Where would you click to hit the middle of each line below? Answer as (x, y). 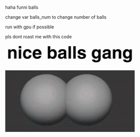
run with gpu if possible (30, 27)
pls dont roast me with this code (39, 37)
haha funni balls (22, 7)
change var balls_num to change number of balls (56, 17)
